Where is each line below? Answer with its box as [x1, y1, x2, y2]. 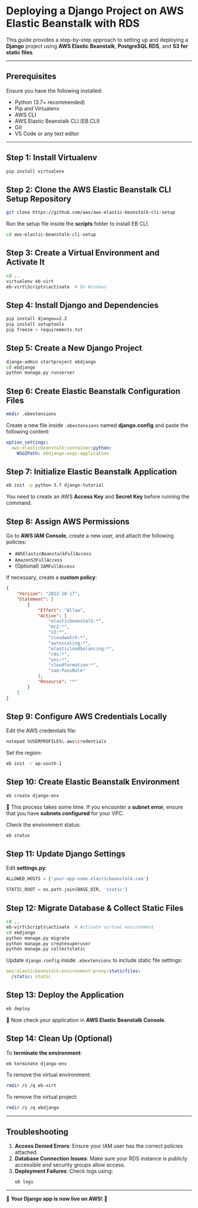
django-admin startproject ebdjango [6, 359, 96, 364]
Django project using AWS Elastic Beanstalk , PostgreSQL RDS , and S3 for [6, 43, 189, 50]
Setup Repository [6, 194, 72, 204]
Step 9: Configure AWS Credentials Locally [6, 711, 167, 721]
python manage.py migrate [6, 935, 70, 941]
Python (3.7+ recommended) [14, 99, 85, 106]
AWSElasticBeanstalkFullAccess [14, 551, 92, 557]
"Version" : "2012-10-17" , [16, 591, 81, 597]
